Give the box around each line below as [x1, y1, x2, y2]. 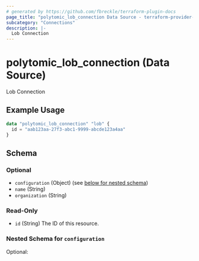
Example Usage [6, 105, 65, 115]
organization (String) [14, 192, 67, 199]
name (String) [14, 185, 46, 193]
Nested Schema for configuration [6, 234, 105, 243]
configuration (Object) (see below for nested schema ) [14, 180, 149, 187]
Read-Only [6, 207, 38, 215]
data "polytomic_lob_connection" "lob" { [6, 120, 110, 127]
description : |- [6, 25, 46, 31]
